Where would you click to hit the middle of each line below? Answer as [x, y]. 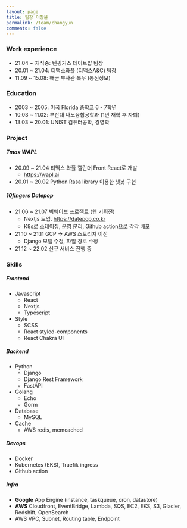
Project [17, 138]
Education [21, 93]
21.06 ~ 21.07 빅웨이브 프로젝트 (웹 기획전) [65, 211]
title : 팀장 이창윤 [27, 17]
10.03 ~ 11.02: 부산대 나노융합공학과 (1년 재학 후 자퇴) [77, 114]
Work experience [32, 49]
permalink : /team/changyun [40, 23]
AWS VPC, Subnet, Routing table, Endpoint [67, 518]
